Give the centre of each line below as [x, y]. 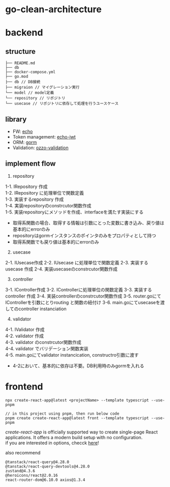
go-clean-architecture [53, 9]
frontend [24, 387]
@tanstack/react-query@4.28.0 [37, 462]
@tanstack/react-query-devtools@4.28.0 [48, 466]
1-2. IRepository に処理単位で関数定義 [45, 193]
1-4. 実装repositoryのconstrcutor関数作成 [48, 205]
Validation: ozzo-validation [40, 148]
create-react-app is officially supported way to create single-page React [81, 432]
